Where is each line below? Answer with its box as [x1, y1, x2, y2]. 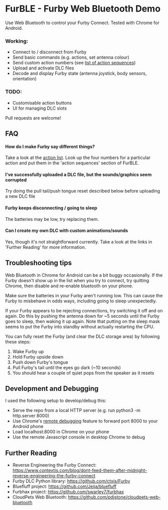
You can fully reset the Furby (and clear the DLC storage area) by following [5, 333, 160, 339]
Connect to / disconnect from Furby [12, 49, 87, 55]
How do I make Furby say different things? [5, 143, 95, 149]
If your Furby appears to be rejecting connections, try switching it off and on [5, 307, 163, 313]
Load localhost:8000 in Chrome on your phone [12, 429, 109, 435]
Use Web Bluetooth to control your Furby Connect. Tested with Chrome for [5, 20, 159, 26]
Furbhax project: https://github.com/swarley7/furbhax [12, 489, 124, 495]
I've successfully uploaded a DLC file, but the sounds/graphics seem [5, 172, 152, 178]
